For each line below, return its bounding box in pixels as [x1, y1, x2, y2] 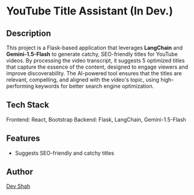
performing [6, 82, 34, 90]
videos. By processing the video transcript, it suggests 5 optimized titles [6, 57, 185, 64]
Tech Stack [6, 100, 49, 110]
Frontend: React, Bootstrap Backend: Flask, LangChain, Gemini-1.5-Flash [6, 116, 186, 123]
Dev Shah [6, 182, 31, 190]
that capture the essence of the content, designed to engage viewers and [6, 63, 189, 70]
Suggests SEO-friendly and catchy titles [14, 149, 114, 156]
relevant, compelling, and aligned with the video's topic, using [6, 76, 160, 83]
